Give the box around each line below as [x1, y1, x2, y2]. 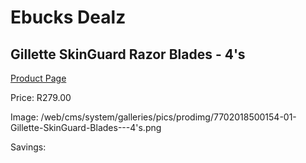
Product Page [10, 72, 67, 84]
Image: [10, 111, 39, 123]
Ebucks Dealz [10, 6, 127, 29]
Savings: [10, 141, 47, 153]
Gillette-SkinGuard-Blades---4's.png [10, 122, 162, 133]
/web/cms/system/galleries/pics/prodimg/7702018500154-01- [40, 111, 297, 123]
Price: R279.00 [10, 92, 72, 103]
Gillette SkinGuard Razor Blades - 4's [10, 46, 246, 63]
